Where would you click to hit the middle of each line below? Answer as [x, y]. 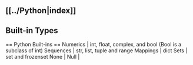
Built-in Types [32, 30]
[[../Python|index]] [41, 11]
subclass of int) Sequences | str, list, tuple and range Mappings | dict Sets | [96, 50]
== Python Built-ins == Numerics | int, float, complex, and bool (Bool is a [94, 45]
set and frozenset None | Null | [43, 57]
